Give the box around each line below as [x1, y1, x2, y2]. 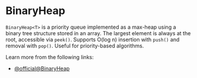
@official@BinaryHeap [14, 65, 70, 72]
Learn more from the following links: [5, 53, 94, 60]
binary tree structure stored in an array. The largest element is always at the [5, 29, 191, 36]
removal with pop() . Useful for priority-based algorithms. [5, 42, 144, 49]
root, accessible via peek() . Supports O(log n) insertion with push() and [5, 36, 180, 43]
